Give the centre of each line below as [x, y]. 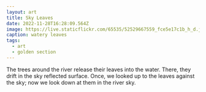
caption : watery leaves [37, 35]
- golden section [34, 52]
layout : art [21, 12]
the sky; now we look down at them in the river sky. [71, 82]
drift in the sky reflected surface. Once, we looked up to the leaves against [101, 76]
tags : [13, 40]
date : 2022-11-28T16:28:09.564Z [48, 23]
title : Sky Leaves [30, 18]
